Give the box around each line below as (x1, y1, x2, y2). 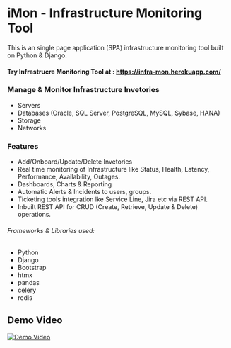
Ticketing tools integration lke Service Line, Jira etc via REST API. (17, 195, 208, 203)
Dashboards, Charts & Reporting (17, 180, 112, 189)
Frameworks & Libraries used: (7, 226, 95, 235)
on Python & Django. (7, 51, 67, 60)
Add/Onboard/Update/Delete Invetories (17, 157, 133, 166)
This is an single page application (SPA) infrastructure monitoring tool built (7, 43, 224, 52)
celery (17, 286, 37, 295)
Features (7, 141, 39, 151)
